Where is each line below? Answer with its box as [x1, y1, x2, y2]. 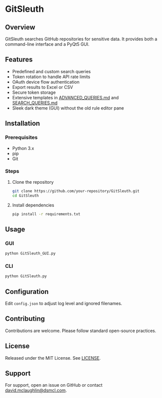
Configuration [5, 287, 49, 296]
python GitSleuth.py [5, 274, 47, 279]
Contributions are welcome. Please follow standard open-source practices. [5, 328, 157, 334]
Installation [5, 119, 40, 128]
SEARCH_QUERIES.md [12, 100, 58, 106]
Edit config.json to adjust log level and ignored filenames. [5, 300, 122, 306]
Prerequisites [5, 134, 38, 141]
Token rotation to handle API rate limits [12, 74, 91, 80]
